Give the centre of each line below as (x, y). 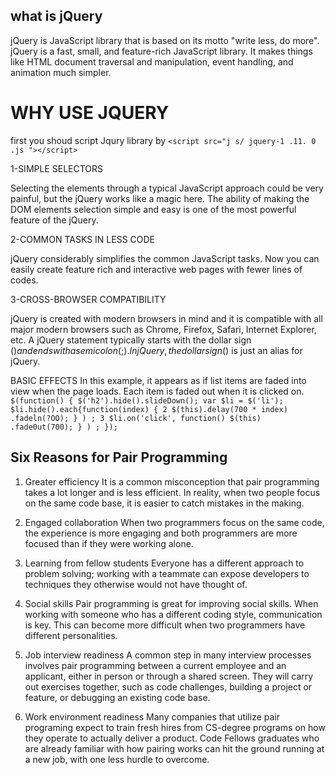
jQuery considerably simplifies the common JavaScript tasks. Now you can (165, 258)
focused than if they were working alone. (109, 543)
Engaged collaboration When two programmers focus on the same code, (174, 522)
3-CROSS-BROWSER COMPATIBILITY (88, 299)
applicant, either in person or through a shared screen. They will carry (169, 676)
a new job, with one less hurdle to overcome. (117, 759)
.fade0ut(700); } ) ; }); (64, 427)
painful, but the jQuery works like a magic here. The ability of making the (160, 198)
